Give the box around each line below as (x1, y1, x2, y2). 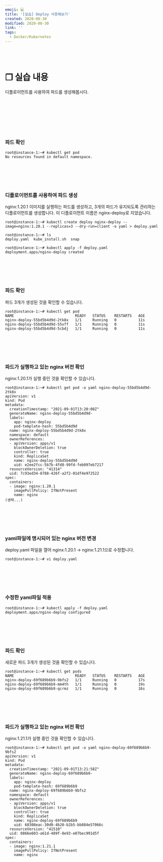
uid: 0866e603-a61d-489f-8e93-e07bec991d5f (9, 831, 99, 836)
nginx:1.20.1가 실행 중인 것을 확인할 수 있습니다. (5, 376, 96, 381)
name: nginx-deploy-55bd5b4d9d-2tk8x (9, 428, 86, 433)
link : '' (5, 25, 23, 30)
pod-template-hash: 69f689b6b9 (14, 784, 78, 789)
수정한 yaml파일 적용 (5, 594, 52, 601)
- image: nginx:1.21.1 (9, 844, 56, 849)
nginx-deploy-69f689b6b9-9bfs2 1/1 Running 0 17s (5, 677, 145, 682)
